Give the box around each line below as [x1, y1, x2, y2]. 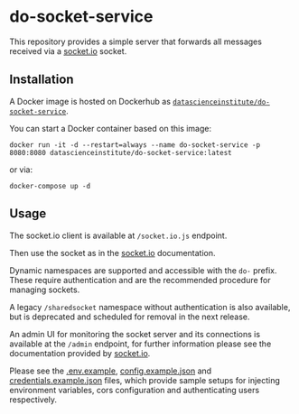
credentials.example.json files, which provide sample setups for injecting [9, 374, 280, 385]
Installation [9, 72, 74, 87]
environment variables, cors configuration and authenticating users [9, 384, 260, 395]
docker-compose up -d [9, 181, 91, 190]
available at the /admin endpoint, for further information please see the [9, 338, 272, 349]
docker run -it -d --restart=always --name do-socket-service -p [9, 140, 260, 150]
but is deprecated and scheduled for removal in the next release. [9, 311, 250, 322]
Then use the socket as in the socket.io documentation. [9, 247, 216, 258]
